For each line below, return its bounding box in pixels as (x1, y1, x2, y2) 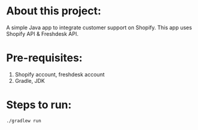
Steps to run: (6, 98, 72, 112)
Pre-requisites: (6, 51, 83, 65)
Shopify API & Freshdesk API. (6, 30, 79, 37)
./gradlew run (6, 117, 42, 123)
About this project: (6, 4, 102, 18)
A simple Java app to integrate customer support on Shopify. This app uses (6, 24, 193, 31)
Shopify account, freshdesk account (14, 70, 105, 78)
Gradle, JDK (14, 77, 45, 84)
